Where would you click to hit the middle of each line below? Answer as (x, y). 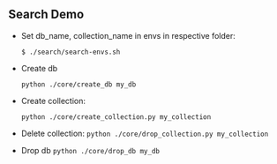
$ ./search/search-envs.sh (71, 52)
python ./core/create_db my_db (79, 84)
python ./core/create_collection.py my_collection (116, 117)
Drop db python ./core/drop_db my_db (90, 150)
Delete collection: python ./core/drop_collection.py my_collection (145, 133)
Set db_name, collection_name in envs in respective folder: (128, 35)
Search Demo (46, 15)
